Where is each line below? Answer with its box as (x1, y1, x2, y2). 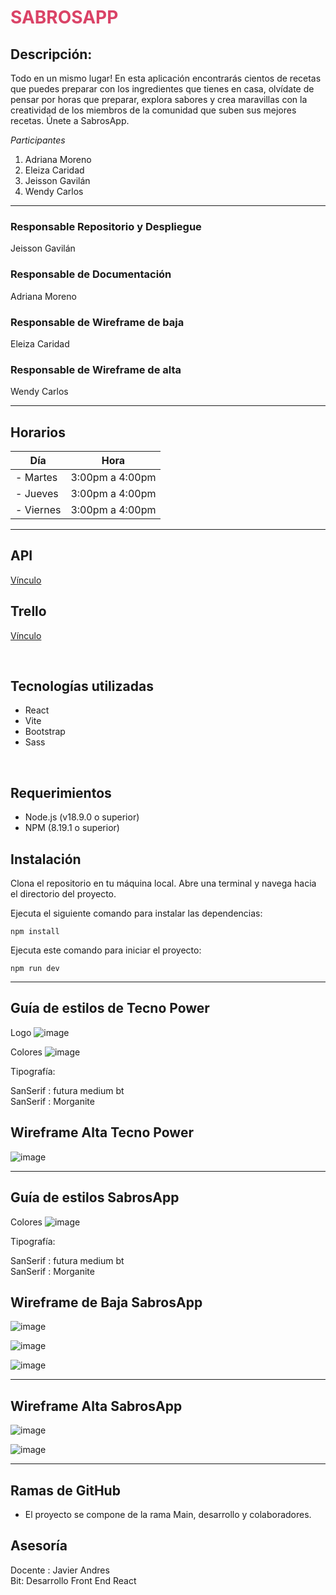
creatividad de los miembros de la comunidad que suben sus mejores (10, 104, 297, 116)
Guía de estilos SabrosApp (10, 1189, 180, 1206)
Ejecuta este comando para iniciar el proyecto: (10, 944, 202, 956)
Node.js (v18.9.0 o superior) (24, 811, 140, 823)
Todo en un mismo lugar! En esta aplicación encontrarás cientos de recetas (10, 72, 322, 84)
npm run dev (10, 964, 60, 974)
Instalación (10, 851, 82, 868)
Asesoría (10, 1537, 68, 1555)
